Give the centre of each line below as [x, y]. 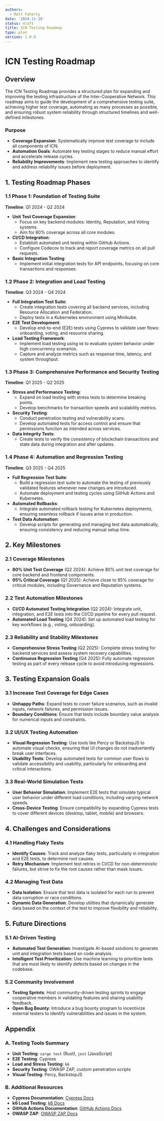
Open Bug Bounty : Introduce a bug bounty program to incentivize [79, 1008]
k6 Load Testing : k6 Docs [38, 1103]
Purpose [15, 130]
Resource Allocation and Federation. [56, 312]
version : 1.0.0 [21, 37]
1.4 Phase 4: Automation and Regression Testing [64, 457]
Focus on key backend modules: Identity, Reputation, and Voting [84, 222]
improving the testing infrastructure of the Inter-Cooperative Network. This [80, 96]
